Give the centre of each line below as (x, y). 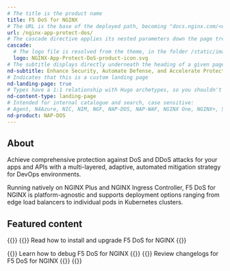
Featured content (45, 224)
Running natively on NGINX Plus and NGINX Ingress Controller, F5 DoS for (112, 188)
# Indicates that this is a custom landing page (78, 77)
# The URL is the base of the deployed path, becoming (87, 26)
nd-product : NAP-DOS (37, 115)
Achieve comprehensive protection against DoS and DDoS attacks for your (112, 160)
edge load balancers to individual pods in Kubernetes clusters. (95, 202)
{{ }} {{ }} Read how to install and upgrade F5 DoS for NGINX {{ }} (97, 240)
